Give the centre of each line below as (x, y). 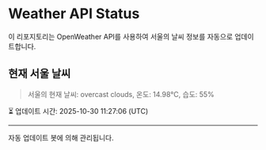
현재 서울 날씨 (40, 74)
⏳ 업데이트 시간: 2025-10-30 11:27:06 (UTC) (78, 111)
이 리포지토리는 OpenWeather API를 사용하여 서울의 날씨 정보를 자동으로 (121, 36)
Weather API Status (74, 14)
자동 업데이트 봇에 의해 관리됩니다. (61, 137)
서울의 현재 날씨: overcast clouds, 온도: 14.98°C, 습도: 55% (121, 94)
